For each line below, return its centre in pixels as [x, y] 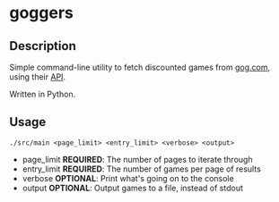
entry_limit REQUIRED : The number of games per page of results [142, 169]
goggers [42, 13]
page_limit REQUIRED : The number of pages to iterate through [137, 159]
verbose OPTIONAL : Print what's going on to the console [128, 178]
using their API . [37, 77]
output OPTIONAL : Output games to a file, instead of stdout [133, 188]
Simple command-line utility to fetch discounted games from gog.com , [140, 67]
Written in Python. [43, 94]
